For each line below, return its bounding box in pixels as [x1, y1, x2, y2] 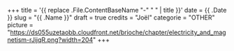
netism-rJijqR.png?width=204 [7, 36, 94, 44]
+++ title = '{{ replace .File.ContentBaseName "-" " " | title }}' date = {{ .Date [7, 6, 227, 14]
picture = [7, 21, 34, 29]
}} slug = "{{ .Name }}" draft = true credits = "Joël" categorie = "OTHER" [7, 13, 215, 22]
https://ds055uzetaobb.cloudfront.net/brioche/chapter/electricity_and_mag [10, 28, 226, 36]
